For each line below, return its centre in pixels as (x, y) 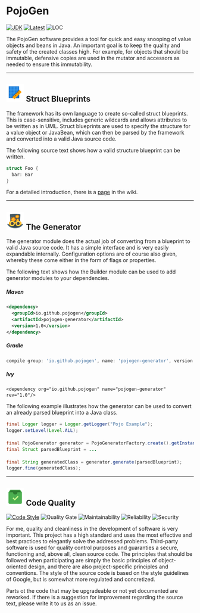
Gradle (15, 346)
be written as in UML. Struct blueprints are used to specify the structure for (99, 126)
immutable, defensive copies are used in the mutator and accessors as (93, 58)
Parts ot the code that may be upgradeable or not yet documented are (92, 591)
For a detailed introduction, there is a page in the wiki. (72, 192)
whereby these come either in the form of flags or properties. (81, 260)
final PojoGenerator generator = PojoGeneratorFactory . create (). (89, 443)
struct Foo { (22, 168)
